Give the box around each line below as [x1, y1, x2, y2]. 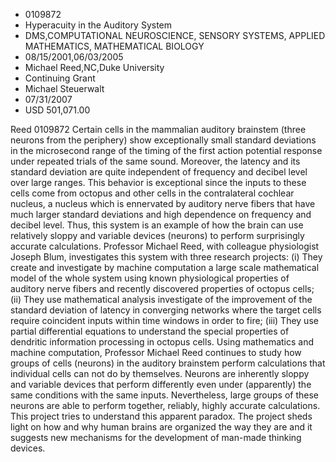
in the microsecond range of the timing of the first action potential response [10, 145, 323, 156]
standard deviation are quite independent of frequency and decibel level [10, 166, 308, 178]
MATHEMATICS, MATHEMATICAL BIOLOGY [24, 40, 205, 52]
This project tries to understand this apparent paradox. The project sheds [10, 410, 313, 422]
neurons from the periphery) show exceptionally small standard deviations [10, 134, 317, 146]
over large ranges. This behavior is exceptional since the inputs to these [10, 177, 307, 188]
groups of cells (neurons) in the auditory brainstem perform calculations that [10, 357, 326, 369]
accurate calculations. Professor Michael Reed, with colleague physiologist [10, 240, 320, 252]
